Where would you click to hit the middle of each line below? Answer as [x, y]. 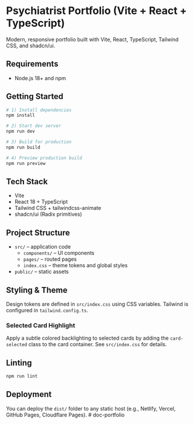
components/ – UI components [59, 253]
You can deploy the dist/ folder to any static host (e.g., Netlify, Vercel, [91, 408]
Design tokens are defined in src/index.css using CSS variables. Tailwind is [97, 304]
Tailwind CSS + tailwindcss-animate [58, 208]
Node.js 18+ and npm [40, 78]
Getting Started [35, 97]
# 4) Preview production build [44, 158]
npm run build [23, 147]
